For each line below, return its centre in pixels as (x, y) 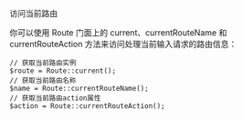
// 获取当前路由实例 (43, 63)
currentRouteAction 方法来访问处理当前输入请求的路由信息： (123, 44)
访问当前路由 (33, 13)
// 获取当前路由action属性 (55, 98)
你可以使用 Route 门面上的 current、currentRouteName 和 (118, 33)
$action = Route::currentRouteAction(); (88, 106)
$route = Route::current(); (63, 71)
